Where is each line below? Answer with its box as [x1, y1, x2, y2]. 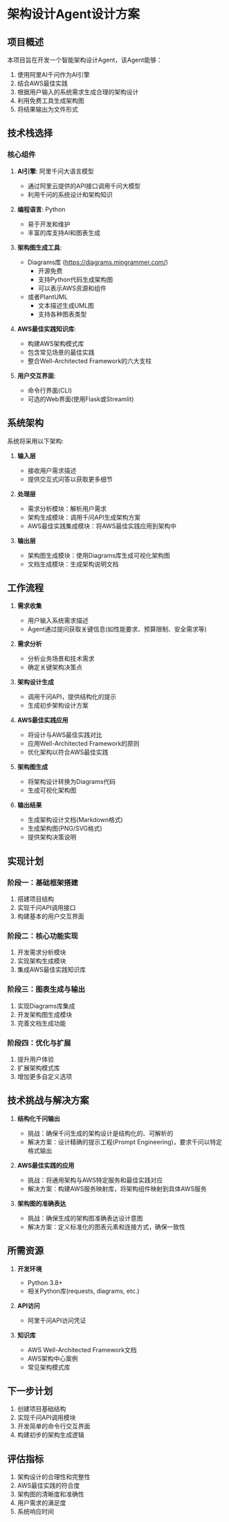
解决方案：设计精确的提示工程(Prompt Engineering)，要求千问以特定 [27, 1137, 223, 1146]
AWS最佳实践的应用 [17, 1161, 75, 1169]
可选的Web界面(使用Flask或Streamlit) [27, 394, 134, 403]
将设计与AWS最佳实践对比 [27, 731, 102, 739]
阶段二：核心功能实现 [7, 931, 78, 941]
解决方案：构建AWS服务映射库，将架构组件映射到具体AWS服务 [27, 1184, 207, 1193]
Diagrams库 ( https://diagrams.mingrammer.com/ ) [27, 258, 168, 266]
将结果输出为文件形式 [17, 105, 78, 113]
